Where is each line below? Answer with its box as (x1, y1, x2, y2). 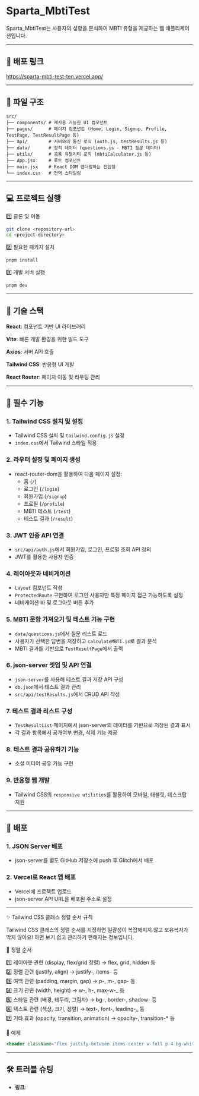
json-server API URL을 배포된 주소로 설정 (14, 895, 113, 902)
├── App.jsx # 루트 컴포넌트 (6, 158, 81, 163)
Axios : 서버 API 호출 (6, 348, 54, 355)
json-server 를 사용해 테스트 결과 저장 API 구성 (14, 676, 123, 683)
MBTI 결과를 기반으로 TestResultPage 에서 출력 (14, 645, 123, 652)
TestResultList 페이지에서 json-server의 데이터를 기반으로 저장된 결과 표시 (14, 722, 191, 729)
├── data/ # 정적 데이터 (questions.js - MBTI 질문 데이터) (6, 144, 161, 151)
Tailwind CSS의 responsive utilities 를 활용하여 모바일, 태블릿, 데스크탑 (14, 790, 187, 798)
